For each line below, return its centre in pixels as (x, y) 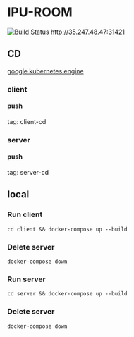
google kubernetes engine (45, 71)
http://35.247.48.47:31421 (88, 32)
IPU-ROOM (40, 12)
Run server (26, 279)
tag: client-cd (27, 121)
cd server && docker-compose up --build (68, 294)
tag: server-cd (28, 172)
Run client (25, 214)
